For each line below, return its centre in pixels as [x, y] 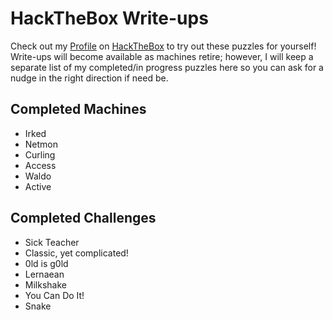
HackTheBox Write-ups [109, 18]
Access [40, 165]
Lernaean [44, 274]
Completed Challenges [83, 218]
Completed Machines [78, 109]
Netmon [41, 144]
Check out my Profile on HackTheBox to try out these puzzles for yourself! [163, 46]
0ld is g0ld [46, 263]
